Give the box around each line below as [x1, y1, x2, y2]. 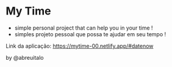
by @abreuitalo [5, 54, 44, 61]
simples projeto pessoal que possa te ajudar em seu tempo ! [14, 30, 167, 37]
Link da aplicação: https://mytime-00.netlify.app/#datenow [5, 42, 154, 49]
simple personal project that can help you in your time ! [14, 24, 153, 31]
